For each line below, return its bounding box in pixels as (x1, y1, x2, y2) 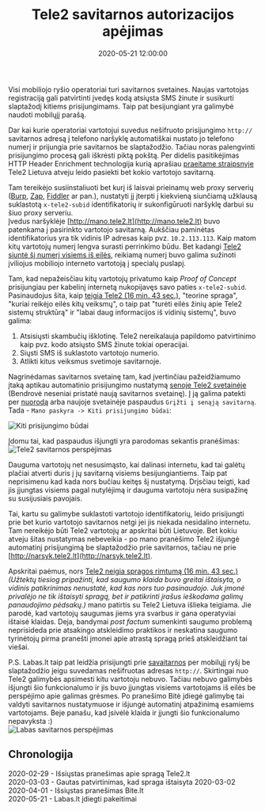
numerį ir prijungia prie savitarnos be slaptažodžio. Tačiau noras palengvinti (8, 142, 256, 151)
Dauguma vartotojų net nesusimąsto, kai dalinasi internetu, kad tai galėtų (8, 459, 245, 469)
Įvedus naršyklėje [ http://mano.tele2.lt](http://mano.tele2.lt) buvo (8, 216, 221, 226)
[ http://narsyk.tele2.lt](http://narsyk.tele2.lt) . (8, 550, 153, 560)
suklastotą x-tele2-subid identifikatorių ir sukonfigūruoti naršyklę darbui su (8, 200, 254, 209)
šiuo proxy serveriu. (8, 208, 74, 217)
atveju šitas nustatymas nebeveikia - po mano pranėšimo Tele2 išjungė (8, 534, 240, 543)
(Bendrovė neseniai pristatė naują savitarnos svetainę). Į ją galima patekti (8, 388, 247, 398)
